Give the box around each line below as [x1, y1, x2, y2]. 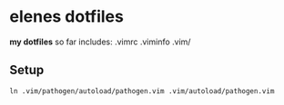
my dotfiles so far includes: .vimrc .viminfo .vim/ [9, 36, 191, 47]
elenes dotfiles [9, 6, 125, 27]
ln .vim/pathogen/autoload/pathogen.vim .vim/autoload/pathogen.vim [9, 86, 275, 96]
